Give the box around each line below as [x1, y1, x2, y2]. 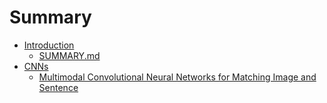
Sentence [38, 81, 79, 93]
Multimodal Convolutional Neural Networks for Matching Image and [38, 71, 317, 83]
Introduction [23, 39, 75, 51]
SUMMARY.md [38, 49, 101, 61]
